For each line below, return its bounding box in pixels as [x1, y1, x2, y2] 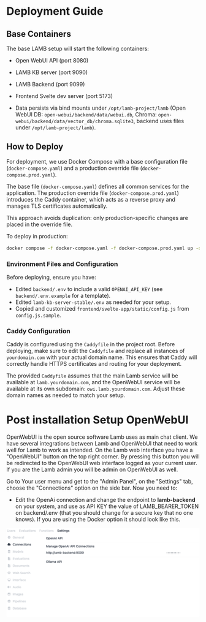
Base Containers [6, 29, 72, 39]
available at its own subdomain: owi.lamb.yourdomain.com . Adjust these [6, 385, 185, 393]
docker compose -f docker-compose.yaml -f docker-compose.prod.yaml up [6, 245, 193, 251]
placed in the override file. [6, 221, 73, 228]
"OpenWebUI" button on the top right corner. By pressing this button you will [6, 453, 200, 460]
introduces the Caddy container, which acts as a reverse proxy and [6, 195, 176, 203]
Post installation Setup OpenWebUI [6, 413, 189, 427]
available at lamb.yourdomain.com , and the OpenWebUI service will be [6, 379, 181, 386]
